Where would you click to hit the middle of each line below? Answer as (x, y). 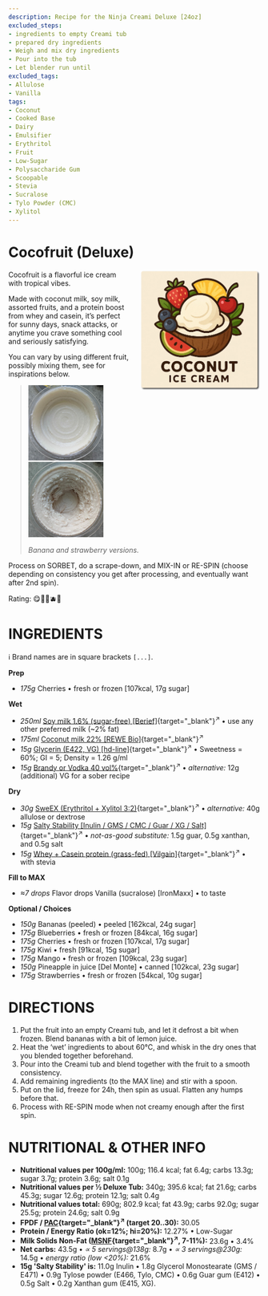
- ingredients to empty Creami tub (68, 34)
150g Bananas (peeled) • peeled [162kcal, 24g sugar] (108, 924)
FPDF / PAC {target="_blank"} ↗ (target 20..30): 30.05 (110, 1222)
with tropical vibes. (40, 283)
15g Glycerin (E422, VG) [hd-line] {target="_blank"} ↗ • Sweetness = (131, 748)
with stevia (38, 862)
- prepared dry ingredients (55, 43)
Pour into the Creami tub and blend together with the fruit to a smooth (135, 1064)
